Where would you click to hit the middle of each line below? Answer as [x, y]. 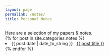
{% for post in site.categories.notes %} [45, 38]
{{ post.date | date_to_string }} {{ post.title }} [58, 44]
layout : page [19, 10]
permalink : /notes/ [25, 14]
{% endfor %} [19, 49]
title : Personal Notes [28, 19]
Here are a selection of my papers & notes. [49, 33]
